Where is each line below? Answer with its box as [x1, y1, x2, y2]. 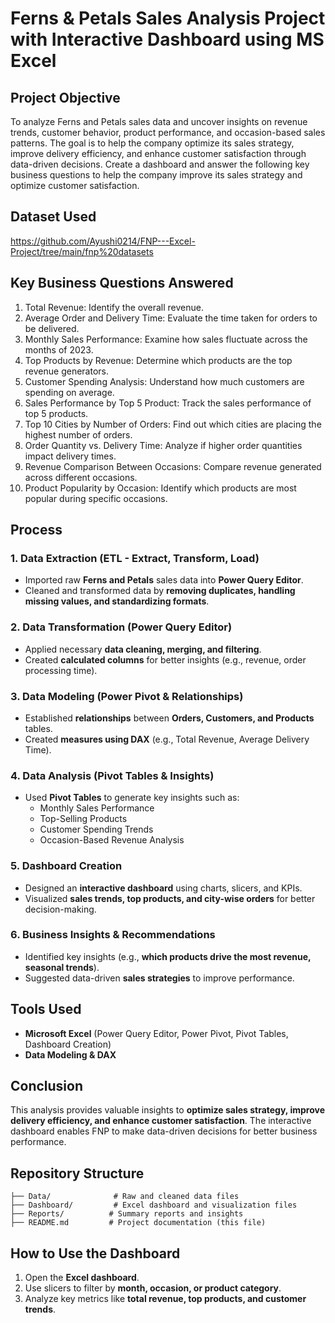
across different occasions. [24, 471, 138, 483]
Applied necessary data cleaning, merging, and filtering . [24, 643, 262, 655]
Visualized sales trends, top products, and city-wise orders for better [24, 892, 316, 904]
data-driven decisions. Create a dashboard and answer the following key [10, 158, 310, 170]
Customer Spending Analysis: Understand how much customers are [24, 375, 305, 387]
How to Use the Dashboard [10, 1245, 181, 1262]
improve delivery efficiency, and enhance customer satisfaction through [10, 148, 307, 159]
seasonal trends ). [24, 961, 100, 973]
